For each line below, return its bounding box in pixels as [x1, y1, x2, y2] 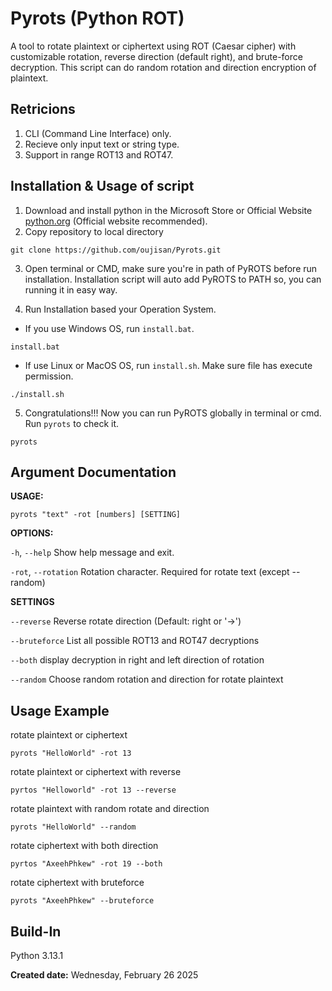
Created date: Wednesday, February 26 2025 [10, 969, 199, 981]
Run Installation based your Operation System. [24, 303, 217, 315]
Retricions [10, 101, 76, 118]
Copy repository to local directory [24, 225, 164, 237]
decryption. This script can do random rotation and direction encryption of [10, 61, 317, 73]
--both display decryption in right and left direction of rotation [10, 654, 265, 666]
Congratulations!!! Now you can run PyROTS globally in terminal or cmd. [24, 407, 322, 419]
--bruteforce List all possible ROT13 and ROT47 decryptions [10, 635, 260, 647]
